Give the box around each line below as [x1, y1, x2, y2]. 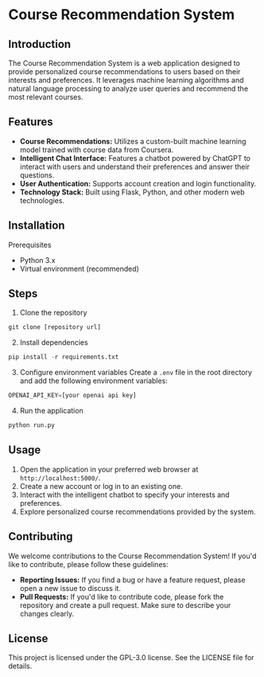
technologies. [19, 195, 65, 205]
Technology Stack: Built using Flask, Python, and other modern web [19, 187, 245, 197]
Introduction [8, 37, 72, 51]
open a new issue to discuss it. [19, 583, 122, 593]
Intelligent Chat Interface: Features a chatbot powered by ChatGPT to [19, 153, 251, 162]
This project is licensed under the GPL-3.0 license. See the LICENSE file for [8, 653, 254, 663]
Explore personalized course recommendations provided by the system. [19, 507, 256, 516]
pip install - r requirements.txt [8, 353, 119, 362]
